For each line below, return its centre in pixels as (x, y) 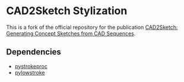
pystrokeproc (31, 66)
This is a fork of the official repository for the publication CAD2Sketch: (92, 27)
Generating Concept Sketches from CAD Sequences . (71, 33)
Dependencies (34, 52)
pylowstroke (30, 73)
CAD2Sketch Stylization (67, 11)
